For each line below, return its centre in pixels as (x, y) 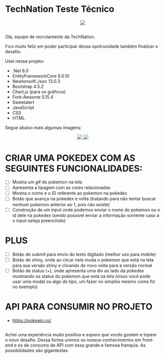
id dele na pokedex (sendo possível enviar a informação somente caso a (86, 215)
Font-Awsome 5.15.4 (33, 97)
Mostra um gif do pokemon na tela (47, 182)
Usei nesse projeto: (25, 61)
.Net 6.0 (20, 71)
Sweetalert (23, 102)
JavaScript (23, 108)
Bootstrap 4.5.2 (28, 87)
